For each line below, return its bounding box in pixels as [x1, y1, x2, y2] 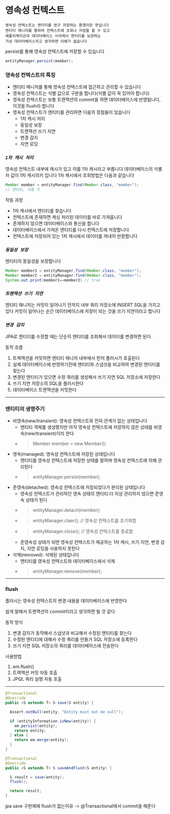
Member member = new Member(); [32, 440, 107, 447]
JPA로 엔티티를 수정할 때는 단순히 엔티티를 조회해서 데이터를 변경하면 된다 [5, 333, 151, 340]
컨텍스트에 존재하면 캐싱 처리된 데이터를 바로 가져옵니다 [12, 214, 122, 220]
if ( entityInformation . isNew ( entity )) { [10, 718, 96, 724]
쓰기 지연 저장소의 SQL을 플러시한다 [12, 380, 84, 386]
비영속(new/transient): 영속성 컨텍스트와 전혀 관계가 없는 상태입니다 [12, 418, 148, 424]
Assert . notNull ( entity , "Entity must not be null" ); [10, 709, 123, 715]
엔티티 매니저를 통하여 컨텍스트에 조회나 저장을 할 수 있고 [5, 28, 110, 33]
